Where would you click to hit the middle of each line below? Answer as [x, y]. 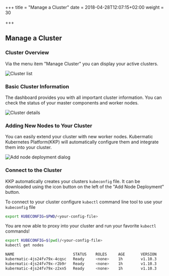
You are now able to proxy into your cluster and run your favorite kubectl [81, 226]
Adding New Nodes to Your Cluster [49, 126]
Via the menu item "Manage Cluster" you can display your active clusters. [82, 64]
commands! [18, 231]
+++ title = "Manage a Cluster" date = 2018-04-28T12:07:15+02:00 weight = [84, 7]
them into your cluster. [29, 147]
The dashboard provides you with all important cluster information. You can [84, 97]
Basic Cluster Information [37, 86]
